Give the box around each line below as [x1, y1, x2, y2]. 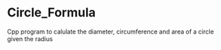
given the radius [7, 34, 53, 42]
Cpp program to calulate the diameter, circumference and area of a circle [7, 27, 215, 36]
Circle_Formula [7, 5, 96, 21]
